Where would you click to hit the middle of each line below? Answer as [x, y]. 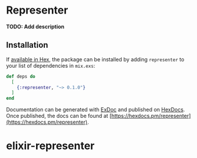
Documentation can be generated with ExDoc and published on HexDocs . [96, 110]
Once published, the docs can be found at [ [59, 116]
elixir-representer [50, 146]
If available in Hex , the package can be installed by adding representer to [95, 59]
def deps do [21, 76]
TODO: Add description [35, 27]
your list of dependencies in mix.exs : [51, 65]
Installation [27, 45]
